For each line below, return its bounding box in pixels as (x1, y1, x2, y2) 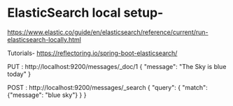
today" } (7, 70, 31, 78)
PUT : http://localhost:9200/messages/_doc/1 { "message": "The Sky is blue (7, 62, 227, 70)
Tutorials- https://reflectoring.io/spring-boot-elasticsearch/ (7, 49, 178, 57)
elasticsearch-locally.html (7, 35, 82, 43)
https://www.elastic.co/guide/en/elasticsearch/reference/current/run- (7, 28, 209, 36)
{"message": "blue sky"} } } (7, 91, 87, 99)
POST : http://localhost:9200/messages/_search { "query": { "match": (7, 83, 208, 91)
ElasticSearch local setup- (7, 5, 164, 21)
